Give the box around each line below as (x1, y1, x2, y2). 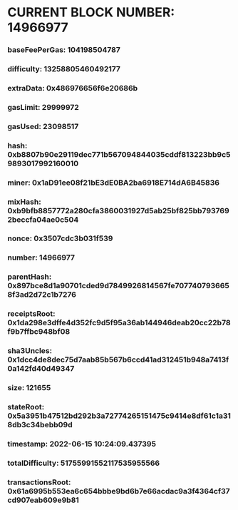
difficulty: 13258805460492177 (7, 64, 121, 74)
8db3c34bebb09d (7, 420, 73, 430)
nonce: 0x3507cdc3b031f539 (7, 233, 113, 243)
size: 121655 (7, 383, 51, 393)
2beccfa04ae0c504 (7, 215, 79, 225)
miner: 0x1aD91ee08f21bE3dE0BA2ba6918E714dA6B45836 (7, 178, 219, 188)
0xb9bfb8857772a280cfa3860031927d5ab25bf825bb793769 (7, 205, 229, 215)
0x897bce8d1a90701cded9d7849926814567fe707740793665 (7, 281, 230, 291)
